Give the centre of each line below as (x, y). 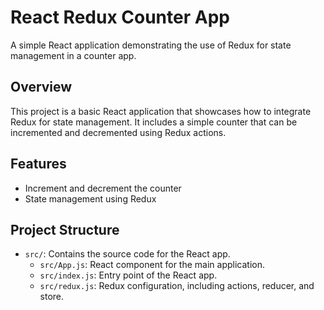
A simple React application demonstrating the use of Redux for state (151, 45)
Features (38, 164)
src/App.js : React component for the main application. (152, 265)
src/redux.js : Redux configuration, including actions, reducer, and (177, 286)
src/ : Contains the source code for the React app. (127, 254)
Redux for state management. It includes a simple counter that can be (154, 122)
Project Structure (65, 229)
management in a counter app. (73, 55)
